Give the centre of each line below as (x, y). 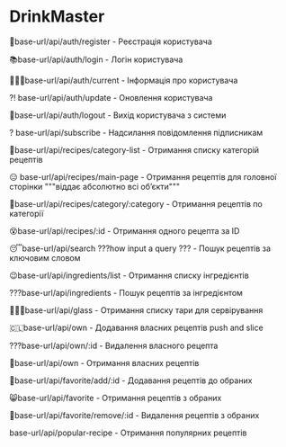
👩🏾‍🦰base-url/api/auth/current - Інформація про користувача (124, 80)
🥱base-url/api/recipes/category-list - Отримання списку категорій (134, 149)
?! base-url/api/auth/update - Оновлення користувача (111, 97)
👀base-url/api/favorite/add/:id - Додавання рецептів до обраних (131, 380)
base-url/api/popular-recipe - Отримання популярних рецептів (128, 433)
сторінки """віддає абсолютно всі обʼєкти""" (95, 186)
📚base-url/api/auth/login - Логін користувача (96, 59)
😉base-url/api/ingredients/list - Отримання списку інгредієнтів (129, 275)
